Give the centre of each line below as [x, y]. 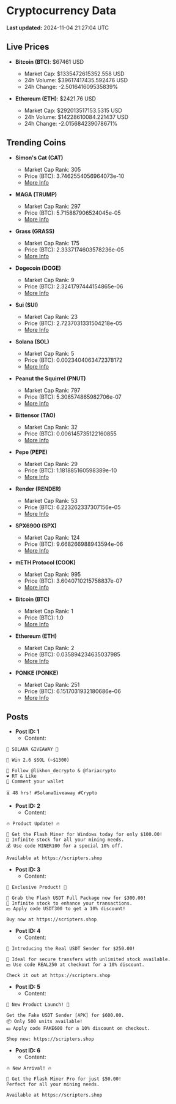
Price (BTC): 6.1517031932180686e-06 [72, 691]
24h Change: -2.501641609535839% [71, 86]
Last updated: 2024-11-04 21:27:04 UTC [57, 28]
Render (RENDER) [38, 489]
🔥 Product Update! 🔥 [33, 824]
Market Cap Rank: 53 [51, 500]
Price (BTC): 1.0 [44, 618]
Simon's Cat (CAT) [39, 158]
